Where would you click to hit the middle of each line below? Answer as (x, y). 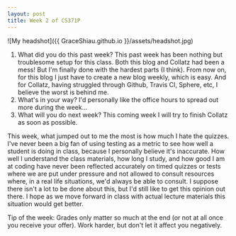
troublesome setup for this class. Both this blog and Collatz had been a (121, 62)
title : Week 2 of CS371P (44, 21)
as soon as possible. (47, 122)
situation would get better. (45, 203)
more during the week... (52, 107)
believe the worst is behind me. (63, 92)
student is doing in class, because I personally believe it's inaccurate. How (116, 151)
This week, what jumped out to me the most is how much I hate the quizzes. (118, 136)
